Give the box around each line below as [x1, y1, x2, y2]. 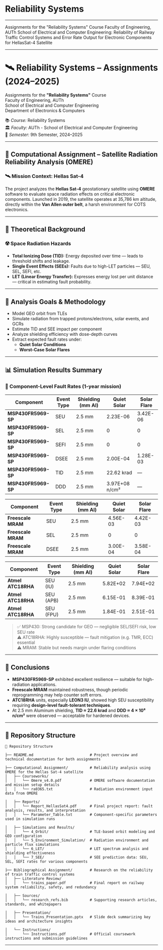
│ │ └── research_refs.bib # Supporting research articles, [5, 898, 158, 903]
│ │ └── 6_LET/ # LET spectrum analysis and [5, 847, 149, 852]
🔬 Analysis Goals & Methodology [5, 297, 106, 306]
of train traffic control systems [5, 872, 75, 877]
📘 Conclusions [5, 663, 50, 672]
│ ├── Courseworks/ [5, 774, 49, 779]
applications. [31, 681, 57, 687]
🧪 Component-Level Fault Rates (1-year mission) [5, 383, 121, 390]
